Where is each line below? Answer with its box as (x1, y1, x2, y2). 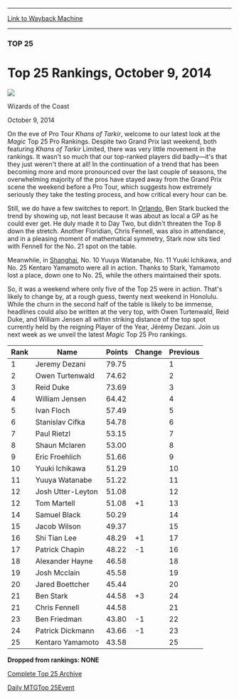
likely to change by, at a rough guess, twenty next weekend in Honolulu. (7, 292, 218, 300)
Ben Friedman (35, 614, 83, 624)
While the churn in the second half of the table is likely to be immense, (7, 300, 213, 308)
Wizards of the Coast (7, 101, 70, 111)
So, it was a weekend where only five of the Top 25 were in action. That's (7, 285, 223, 293)
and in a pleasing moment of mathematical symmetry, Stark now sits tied (7, 234, 221, 243)
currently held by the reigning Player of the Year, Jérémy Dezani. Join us (7, 322, 220, 331)
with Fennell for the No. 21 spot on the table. (7, 242, 137, 250)
